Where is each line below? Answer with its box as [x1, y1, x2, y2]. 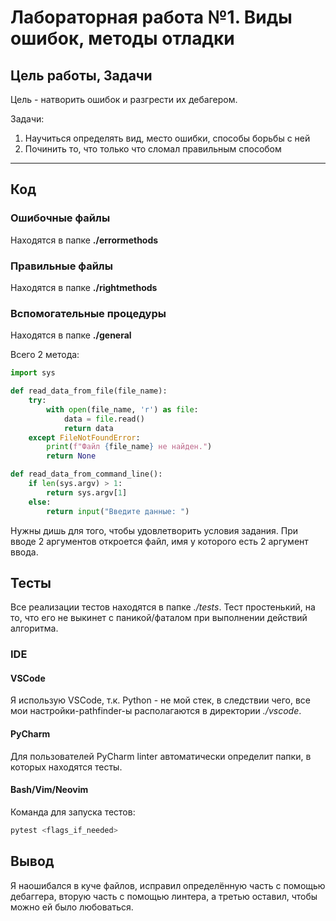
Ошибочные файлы [10, 211, 111, 225]
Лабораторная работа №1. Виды [10, 6, 293, 29]
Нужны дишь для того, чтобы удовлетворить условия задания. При [10, 524, 299, 536]
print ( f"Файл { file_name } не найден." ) [46, 442, 213, 452]
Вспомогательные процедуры [10, 306, 167, 320]
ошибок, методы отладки [10, 27, 235, 50]
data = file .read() [63, 414, 145, 424]
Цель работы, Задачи [10, 67, 153, 84]
